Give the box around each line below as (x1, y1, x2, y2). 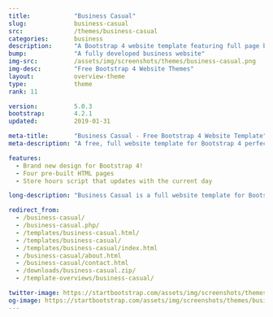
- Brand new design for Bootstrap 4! (15, 162, 144, 170)
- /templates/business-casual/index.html (15, 244, 158, 252)
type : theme (8, 80, 93, 88)
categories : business (8, 34, 104, 43)
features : (8, 154, 42, 163)
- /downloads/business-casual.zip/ (15, 267, 136, 275)
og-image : (8, 296, 42, 305)
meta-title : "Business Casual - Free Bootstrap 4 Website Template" (8, 132, 267, 141)
